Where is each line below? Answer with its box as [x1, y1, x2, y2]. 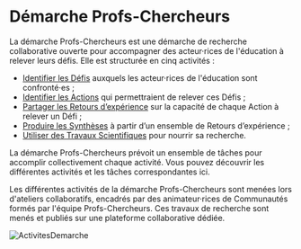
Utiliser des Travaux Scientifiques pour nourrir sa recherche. [22, 129, 247, 140]
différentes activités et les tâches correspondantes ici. [9, 166, 210, 177]
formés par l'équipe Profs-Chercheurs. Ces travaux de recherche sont [9, 202, 270, 213]
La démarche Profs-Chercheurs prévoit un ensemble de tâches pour [9, 147, 262, 158]
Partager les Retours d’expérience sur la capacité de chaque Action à [22, 101, 279, 111]
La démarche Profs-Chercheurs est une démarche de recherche [9, 36, 247, 47]
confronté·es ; [22, 82, 75, 93]
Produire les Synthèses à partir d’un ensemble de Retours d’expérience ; [22, 120, 290, 131]
